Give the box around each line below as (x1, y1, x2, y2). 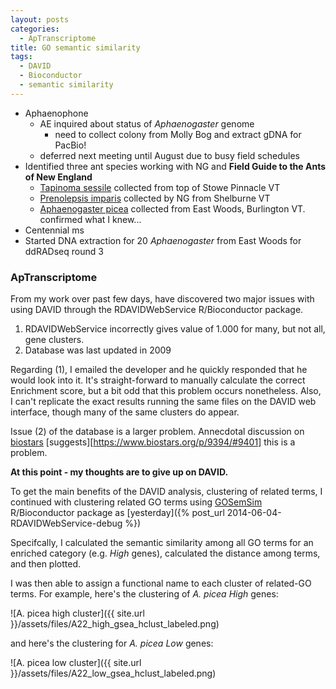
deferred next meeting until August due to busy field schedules (39, 149, 300, 161)
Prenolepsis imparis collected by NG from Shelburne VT (39, 192, 271, 204)
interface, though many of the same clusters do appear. (10, 406, 240, 418)
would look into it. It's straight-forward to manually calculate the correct (10, 374, 306, 386)
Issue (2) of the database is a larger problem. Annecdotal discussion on (10, 426, 305, 438)
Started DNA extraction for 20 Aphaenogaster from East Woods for (24, 234, 302, 246)
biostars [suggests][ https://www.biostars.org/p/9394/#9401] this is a (10, 436, 296, 448)
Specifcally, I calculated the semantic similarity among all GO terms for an (10, 537, 314, 549)
